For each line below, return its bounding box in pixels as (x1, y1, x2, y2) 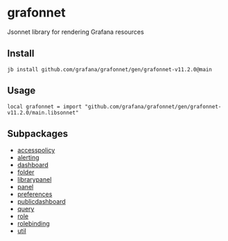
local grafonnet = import (7, 103, 82, 110)
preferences (17, 190, 53, 198)
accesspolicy (17, 146, 55, 155)
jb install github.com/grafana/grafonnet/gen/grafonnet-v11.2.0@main (7, 66, 213, 73)
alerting (17, 153, 40, 162)
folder (17, 168, 35, 177)
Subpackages (7, 128, 68, 139)
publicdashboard (17, 197, 66, 206)
